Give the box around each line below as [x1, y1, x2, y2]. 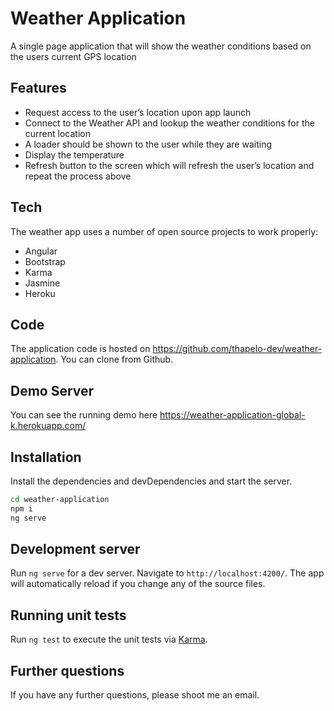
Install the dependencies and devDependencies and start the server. [10, 475, 293, 487]
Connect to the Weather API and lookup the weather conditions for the [24, 117, 315, 129]
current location [24, 127, 91, 139]
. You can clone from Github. [55, 353, 174, 366]
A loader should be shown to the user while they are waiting [24, 138, 272, 150]
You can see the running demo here [10, 409, 158, 421]
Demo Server [10, 382, 95, 399]
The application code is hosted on [10, 343, 151, 355]
